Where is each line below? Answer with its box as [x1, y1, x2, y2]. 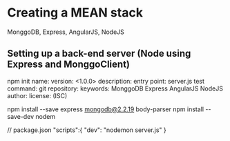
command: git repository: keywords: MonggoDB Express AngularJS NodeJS [7, 84, 223, 93]
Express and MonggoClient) [7, 59, 130, 70]
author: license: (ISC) [7, 91, 68, 100]
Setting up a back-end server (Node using [7, 48, 191, 59]
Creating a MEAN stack [7, 5, 144, 21]
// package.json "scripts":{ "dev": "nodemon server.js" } [7, 126, 167, 134]
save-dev [7, 112, 35, 120]
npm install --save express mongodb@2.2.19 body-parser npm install [7, 105, 204, 113]
